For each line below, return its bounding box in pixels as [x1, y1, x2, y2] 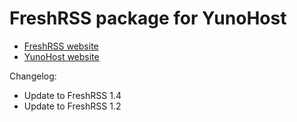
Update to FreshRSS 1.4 [23, 89, 122, 101]
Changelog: [9, 70, 57, 82]
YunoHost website [23, 50, 100, 62]
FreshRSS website [23, 40, 99, 52]
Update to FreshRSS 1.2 [23, 100, 122, 112]
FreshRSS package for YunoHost [9, 7, 287, 30]
